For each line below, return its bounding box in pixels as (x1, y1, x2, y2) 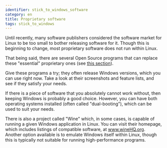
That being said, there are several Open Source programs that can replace (5, 55, 158, 61)
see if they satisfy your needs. (5, 81, 67, 87)
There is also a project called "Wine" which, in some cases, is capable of (5, 116, 155, 122)
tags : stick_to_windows (5, 21, 55, 26)
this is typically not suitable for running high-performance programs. (5, 137, 146, 143)
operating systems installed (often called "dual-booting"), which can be (5, 101, 152, 107)
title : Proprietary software (5, 16, 66, 21)
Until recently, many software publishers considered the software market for (5, 35, 162, 41)
